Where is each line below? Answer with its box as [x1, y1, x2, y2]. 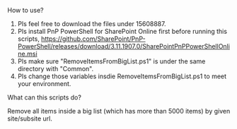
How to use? [7, 6, 44, 14]
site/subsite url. [7, 114, 53, 123]
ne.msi [17, 49, 37, 58]
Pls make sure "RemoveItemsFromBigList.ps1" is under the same [17, 57, 206, 66]
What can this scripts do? [7, 93, 81, 102]
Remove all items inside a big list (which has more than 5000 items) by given [7, 107, 231, 115]
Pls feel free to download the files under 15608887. [17, 20, 166, 27]
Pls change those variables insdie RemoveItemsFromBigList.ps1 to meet [17, 72, 227, 80]
